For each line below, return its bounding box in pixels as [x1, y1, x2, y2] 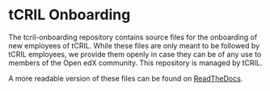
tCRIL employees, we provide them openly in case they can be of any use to [8, 49, 262, 59]
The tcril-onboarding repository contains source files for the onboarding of [8, 32, 258, 42]
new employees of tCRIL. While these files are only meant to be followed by [8, 40, 260, 50]
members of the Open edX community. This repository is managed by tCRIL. [8, 58, 263, 68]
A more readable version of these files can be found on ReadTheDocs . [8, 73, 243, 83]
